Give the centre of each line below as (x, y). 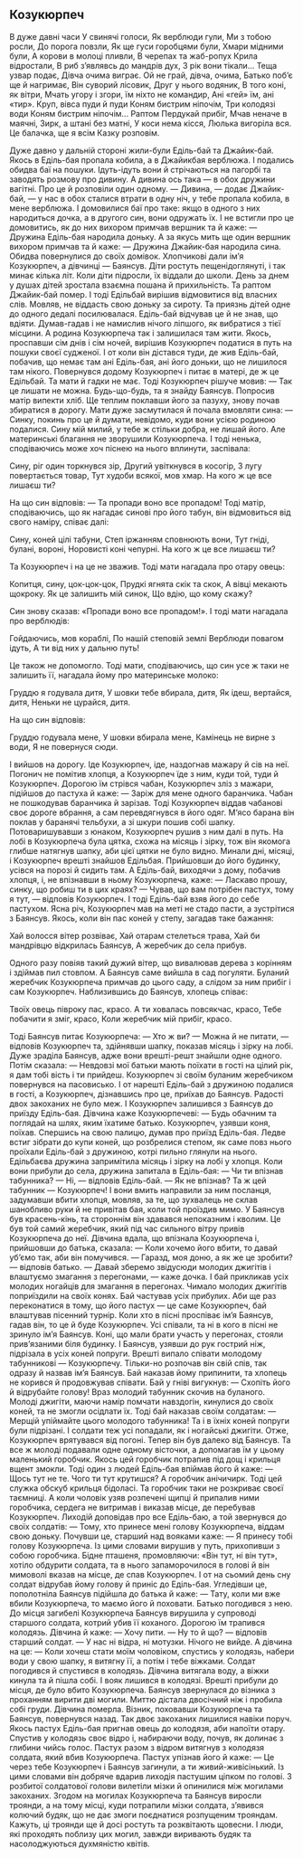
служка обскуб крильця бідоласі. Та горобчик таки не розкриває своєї (147, 1488)
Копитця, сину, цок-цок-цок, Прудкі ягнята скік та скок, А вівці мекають (148, 583)
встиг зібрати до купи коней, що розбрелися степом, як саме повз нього (151, 1142)
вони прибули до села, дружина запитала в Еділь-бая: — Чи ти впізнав (147, 1171)
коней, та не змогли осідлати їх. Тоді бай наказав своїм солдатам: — (143, 1411)
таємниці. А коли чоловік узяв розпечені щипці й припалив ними (134, 1497)
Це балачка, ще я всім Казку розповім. (85, 133)
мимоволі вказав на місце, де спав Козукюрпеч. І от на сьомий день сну (150, 1574)
